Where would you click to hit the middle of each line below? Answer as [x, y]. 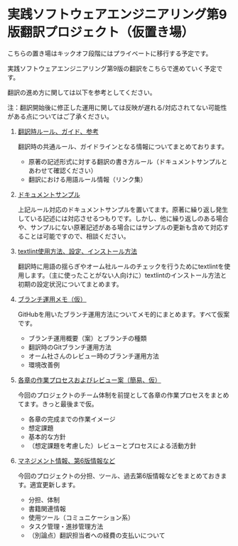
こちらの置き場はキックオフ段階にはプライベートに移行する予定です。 [110, 53]
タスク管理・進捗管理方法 [66, 526]
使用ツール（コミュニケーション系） [81, 517]
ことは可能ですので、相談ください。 [77, 236]
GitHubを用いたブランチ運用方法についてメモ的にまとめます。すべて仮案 [124, 314]
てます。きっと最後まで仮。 [58, 404]
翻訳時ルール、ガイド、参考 [58, 131]
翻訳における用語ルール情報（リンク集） [87, 179]
